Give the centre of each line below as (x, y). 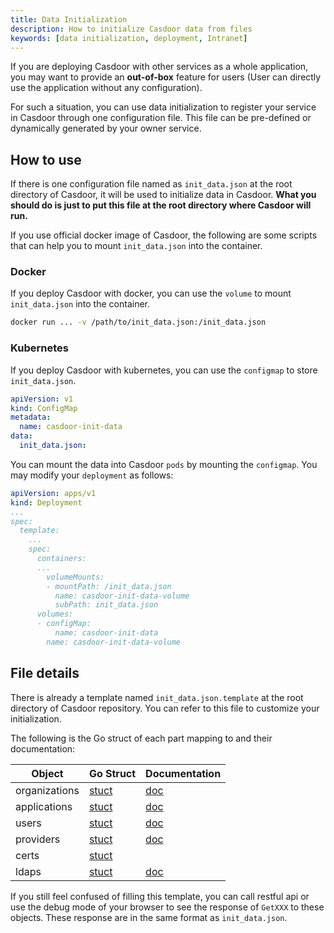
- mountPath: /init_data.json (109, 586)
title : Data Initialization (69, 19)
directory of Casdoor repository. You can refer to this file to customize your (165, 708)
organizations (47, 790)
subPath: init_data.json (106, 605)
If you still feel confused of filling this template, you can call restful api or (160, 896)
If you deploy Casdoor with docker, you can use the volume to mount (151, 293)
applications (44, 806)
